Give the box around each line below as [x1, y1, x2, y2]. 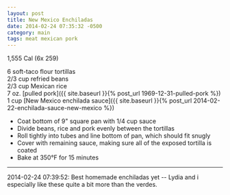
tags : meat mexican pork [7, 36, 78, 42]
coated [16, 146, 38, 155]
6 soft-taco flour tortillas [7, 68, 76, 76]
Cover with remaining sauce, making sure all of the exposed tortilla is [16, 139, 212, 147]
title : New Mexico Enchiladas [7, 16, 94, 23]
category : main [7, 29, 51, 36]
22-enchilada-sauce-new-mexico [7, 104, 103, 112]
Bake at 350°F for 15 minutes [16, 153, 99, 161]
